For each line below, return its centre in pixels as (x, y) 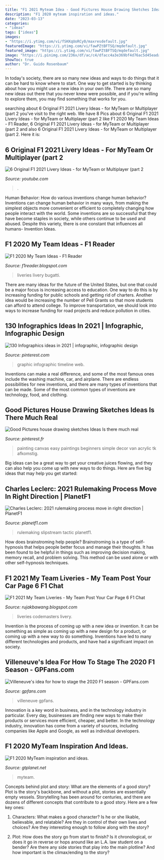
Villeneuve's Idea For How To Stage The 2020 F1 (80, 662)
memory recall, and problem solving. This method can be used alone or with (82, 558)
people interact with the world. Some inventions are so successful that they (81, 213)
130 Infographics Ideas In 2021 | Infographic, (74, 326)
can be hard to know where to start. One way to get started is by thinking (79, 83)
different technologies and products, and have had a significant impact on (79, 641)
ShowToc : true (20, 60)
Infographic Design (35, 334)
